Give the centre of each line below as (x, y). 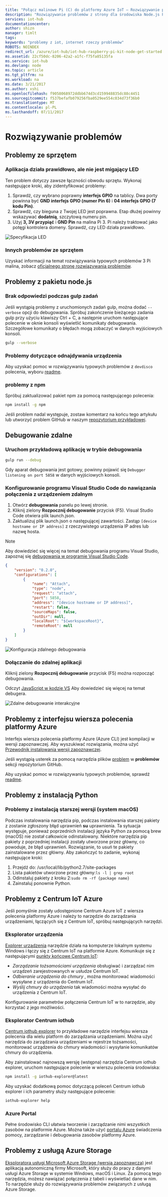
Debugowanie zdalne (39, 435)
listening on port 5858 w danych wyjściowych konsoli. (63, 475)
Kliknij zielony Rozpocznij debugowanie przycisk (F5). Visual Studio (83, 510)
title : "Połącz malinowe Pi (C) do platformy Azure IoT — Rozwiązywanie (82, 10)
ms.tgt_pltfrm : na (24, 75)
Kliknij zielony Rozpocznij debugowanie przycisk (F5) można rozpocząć (80, 673)
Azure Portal (21, 1113)
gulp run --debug (23, 460)
